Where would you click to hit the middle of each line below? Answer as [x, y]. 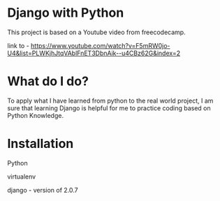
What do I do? [48, 81]
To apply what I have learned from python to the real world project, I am [110, 100]
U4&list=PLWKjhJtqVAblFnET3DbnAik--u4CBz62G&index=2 [94, 53]
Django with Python [66, 13]
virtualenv [22, 177]
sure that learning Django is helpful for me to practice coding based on [109, 108]
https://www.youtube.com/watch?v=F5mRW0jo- [100, 45]
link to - [18, 45]
